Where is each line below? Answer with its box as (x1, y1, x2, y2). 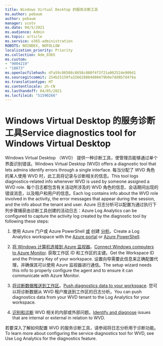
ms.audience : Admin (5, 30, 45, 35)
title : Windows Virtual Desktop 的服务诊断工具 (5, 7, 98, 12)
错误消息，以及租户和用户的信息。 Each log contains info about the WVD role (5, 190, 158, 196)
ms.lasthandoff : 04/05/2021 (5, 88, 62, 93)
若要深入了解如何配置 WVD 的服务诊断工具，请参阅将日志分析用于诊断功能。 (5, 325, 159, 331)
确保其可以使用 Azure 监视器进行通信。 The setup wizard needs (25, 262, 152, 268)
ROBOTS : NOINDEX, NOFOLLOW (5, 43, 60, 48)
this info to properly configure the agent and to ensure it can (12, 268, 133, 274)
